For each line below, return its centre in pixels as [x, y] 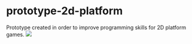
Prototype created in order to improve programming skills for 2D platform [96, 27]
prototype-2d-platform [65, 11]
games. [16, 34]
